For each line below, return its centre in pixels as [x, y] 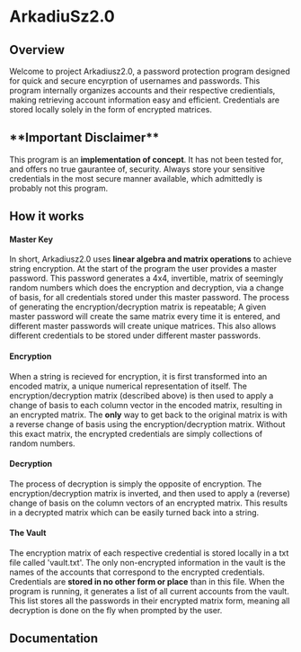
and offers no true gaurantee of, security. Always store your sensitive [137, 169]
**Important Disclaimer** [84, 138]
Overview [37, 50]
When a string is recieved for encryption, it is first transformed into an [138, 376]
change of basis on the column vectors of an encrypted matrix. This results [149, 503]
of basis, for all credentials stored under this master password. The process [150, 298]
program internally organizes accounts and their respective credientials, [142, 90]
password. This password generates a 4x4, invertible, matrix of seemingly [146, 278]
